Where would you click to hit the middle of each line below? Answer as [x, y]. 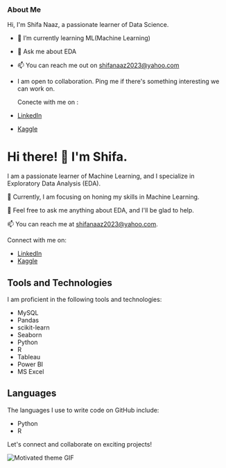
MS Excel [31, 372]
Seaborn [29, 335]
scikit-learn [33, 327]
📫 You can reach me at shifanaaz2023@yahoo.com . [82, 224]
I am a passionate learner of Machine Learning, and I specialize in [101, 176]
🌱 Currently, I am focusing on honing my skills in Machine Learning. [103, 197]
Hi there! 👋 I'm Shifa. [68, 157]
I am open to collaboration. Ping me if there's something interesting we [118, 82]
